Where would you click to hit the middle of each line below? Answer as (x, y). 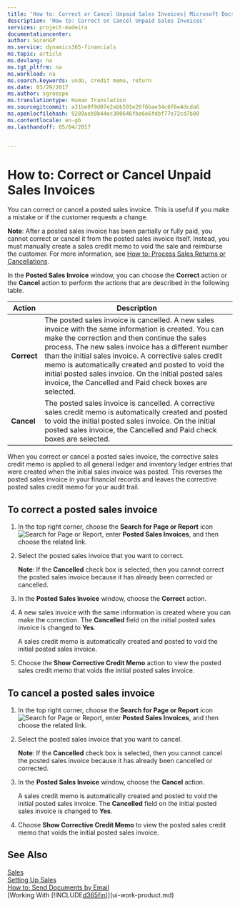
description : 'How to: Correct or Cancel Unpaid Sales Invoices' (106, 21)
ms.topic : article (35, 54)
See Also (27, 855)
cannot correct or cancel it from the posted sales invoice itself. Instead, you (119, 239)
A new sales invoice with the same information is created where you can (124, 612)
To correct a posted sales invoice (82, 509)
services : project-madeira (47, 27)
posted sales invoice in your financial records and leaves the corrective (112, 479)
